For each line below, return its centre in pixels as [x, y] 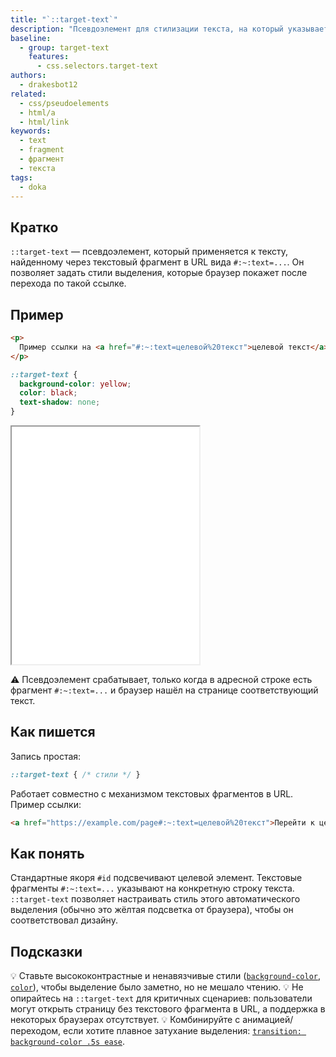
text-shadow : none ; [60, 402]
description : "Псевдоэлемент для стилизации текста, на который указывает [169, 29]
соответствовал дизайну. [64, 920]
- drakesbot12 [48, 85]
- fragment [42, 150]
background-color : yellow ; [75, 384]
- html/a [37, 112]
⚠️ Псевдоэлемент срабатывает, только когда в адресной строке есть [161, 679]
